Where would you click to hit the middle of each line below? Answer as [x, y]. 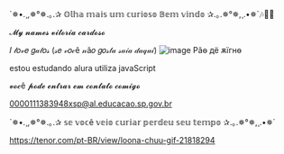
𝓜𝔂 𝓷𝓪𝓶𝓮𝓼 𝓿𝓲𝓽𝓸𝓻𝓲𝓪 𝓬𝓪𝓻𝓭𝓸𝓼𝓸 [57, 32]
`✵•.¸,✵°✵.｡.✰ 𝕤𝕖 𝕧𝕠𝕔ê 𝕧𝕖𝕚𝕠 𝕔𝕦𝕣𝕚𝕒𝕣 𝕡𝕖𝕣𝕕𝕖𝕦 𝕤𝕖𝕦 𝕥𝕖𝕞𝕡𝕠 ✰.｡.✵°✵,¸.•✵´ [142, 122]
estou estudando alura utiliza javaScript [82, 68]
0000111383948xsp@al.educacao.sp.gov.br [91, 104]
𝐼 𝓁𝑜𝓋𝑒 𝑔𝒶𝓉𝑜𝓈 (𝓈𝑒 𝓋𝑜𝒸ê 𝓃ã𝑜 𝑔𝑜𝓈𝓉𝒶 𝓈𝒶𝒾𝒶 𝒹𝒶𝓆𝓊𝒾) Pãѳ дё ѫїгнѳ [125, 50]
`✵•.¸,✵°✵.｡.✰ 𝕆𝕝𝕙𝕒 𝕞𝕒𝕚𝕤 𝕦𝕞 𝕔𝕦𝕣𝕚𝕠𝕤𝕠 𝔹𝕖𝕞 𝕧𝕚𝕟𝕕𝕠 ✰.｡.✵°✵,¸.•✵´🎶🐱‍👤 [142, 14]
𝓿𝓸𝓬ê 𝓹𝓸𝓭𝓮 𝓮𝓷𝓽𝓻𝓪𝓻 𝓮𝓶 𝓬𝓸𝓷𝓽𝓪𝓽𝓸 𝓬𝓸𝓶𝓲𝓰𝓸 [75, 86]
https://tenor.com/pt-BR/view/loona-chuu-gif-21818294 [112, 140]
